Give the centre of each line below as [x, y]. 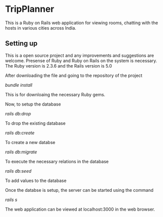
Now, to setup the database [33, 104]
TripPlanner [30, 9]
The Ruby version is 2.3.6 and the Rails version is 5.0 [59, 66]
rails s [11, 199]
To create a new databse [30, 142]
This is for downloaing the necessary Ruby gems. [55, 94]
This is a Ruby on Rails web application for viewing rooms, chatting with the [82, 23]
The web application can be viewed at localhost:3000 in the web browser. [80, 209]
